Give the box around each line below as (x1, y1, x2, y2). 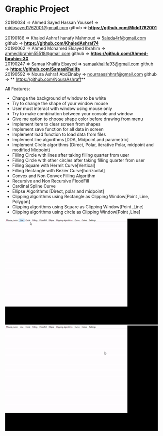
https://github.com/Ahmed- (90, 50, 149, 56)
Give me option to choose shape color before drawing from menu (12, 116, 143, 122)
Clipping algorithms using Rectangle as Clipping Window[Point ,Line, (12, 193, 149, 199)
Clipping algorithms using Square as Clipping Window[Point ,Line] (12, 203, 144, 210)
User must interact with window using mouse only (12, 106, 113, 111)
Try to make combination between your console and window (12, 110, 133, 116)
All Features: (5, 86, 30, 91)
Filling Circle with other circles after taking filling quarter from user (12, 157, 145, 163)
